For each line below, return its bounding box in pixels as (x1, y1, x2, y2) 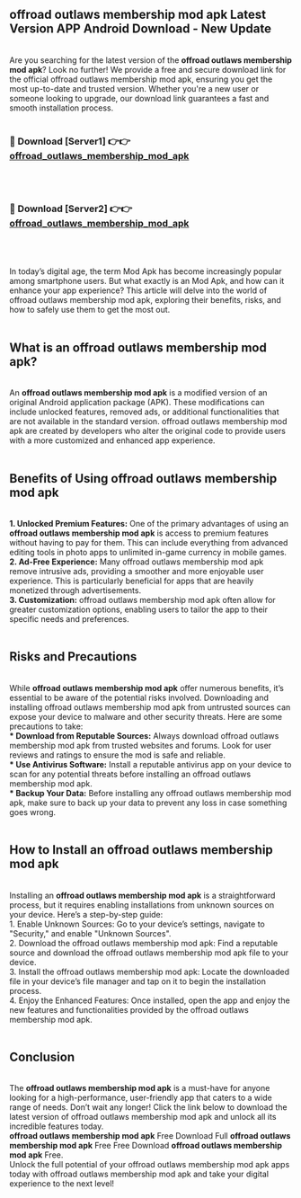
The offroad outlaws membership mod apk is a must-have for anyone (9, 1083, 270, 1094)
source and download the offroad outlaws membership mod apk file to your (9, 947, 289, 958)
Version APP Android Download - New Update (9, 22, 272, 37)
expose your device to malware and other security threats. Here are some (9, 711, 283, 722)
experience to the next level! (9, 1178, 115, 1189)
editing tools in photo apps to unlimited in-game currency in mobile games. (9, 547, 288, 558)
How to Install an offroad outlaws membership (9, 842, 274, 857)
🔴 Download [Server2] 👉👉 (9, 202, 133, 215)
